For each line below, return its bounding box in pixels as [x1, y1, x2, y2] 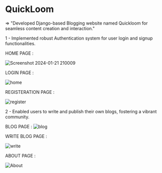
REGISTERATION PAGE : [5, 89, 55, 95]
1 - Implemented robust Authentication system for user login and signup [5, 35, 153, 41]
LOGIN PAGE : [5, 69, 34, 76]
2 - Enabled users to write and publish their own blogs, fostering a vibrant [5, 108, 157, 114]
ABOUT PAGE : [5, 152, 36, 158]
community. [5, 114, 29, 120]
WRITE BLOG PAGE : [5, 133, 47, 139]
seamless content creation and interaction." [5, 25, 95, 31]
